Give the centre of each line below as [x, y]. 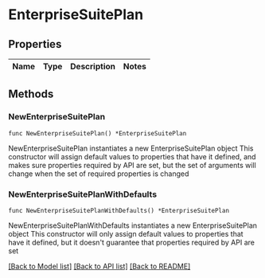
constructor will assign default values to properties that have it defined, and [132, 156]
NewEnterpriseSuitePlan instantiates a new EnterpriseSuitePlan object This [131, 148]
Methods [31, 94]
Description [93, 67]
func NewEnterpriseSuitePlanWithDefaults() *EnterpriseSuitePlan [119, 210]
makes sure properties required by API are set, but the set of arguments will [132, 165]
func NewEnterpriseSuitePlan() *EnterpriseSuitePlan [97, 133]
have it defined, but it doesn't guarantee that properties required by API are [131, 242]
